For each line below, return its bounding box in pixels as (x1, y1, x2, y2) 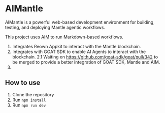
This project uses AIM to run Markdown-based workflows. (5, 34, 124, 40)
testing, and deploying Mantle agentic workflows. (5, 24, 105, 30)
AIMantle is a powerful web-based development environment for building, (5, 19, 155, 25)
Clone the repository (12, 91, 54, 97)
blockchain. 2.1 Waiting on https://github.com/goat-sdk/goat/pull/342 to (12, 54, 158, 59)
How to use (5, 79, 40, 87)
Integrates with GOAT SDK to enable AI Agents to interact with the (12, 49, 146, 55)
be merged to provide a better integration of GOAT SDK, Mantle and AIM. (12, 59, 160, 65)
